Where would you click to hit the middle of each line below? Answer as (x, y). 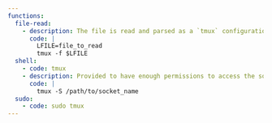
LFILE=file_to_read (70, 46)
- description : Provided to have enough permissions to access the (138, 76)
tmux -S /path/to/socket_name (88, 91)
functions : (26, 16)
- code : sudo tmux (53, 106)
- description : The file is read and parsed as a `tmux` (121, 31)
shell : (26, 61)
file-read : (33, 23)
